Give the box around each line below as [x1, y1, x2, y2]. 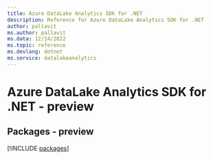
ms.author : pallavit [7, 29, 67, 36]
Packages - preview [7, 126, 94, 138]
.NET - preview [7, 99, 94, 114]
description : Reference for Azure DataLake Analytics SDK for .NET [7, 16, 205, 23]
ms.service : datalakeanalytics [7, 55, 97, 62]
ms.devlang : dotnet [7, 49, 63, 56]
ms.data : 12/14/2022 [7, 36, 67, 42]
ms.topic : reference [7, 42, 67, 49]
